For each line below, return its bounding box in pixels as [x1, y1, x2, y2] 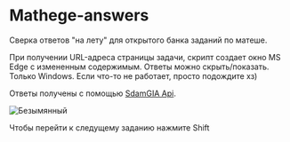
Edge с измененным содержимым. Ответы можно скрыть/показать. [9, 61, 270, 72]
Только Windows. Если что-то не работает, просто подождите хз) [9, 70, 258, 81]
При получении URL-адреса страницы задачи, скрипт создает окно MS [9, 51, 281, 62]
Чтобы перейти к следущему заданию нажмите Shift [9, 122, 210, 133]
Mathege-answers [9, 5, 149, 26]
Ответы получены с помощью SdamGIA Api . [9, 88, 176, 99]
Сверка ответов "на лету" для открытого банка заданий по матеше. [9, 35, 268, 45]
